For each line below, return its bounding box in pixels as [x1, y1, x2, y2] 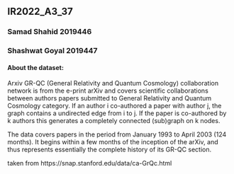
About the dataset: [7, 63, 64, 71]
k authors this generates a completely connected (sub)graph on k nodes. [7, 117, 221, 125]
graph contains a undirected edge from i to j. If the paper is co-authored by [7, 109, 227, 117]
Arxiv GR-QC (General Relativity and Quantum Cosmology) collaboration [7, 79, 219, 88]
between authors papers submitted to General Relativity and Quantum [7, 94, 212, 103]
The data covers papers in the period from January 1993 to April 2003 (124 [7, 130, 227, 139]
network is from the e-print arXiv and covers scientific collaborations [7, 86, 209, 95]
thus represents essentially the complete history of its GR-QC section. [7, 145, 212, 154]
